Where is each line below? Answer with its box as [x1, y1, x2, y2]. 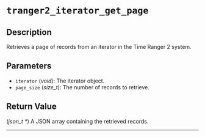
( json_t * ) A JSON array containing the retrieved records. [6, 117, 149, 125]
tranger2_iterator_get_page [6, 5, 149, 17]
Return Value [6, 102, 57, 112]
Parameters [6, 61, 52, 72]
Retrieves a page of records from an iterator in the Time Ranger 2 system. [6, 43, 192, 50]
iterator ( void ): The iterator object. [15, 77, 105, 84]
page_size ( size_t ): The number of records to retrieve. [15, 83, 149, 91]
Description [6, 27, 52, 37]
